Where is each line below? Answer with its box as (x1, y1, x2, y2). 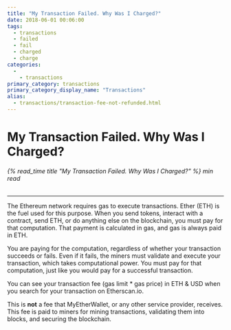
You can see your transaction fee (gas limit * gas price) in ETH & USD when (7, 280, 221, 288)
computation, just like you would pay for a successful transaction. (7, 266, 194, 275)
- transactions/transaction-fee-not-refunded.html (13, 100, 162, 107)
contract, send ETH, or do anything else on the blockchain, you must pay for (7, 217, 223, 225)
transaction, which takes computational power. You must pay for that (7, 259, 202, 267)
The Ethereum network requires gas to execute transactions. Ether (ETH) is (7, 202, 220, 210)
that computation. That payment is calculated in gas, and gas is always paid (7, 224, 222, 232)
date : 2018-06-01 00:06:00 (7, 16, 85, 23)
